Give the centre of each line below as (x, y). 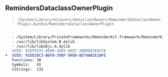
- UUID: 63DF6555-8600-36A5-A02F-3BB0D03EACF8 (56, 51)
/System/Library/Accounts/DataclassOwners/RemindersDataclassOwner (89, 19)
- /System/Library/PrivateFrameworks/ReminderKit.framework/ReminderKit (89, 37)
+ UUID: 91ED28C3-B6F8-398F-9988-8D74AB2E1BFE (56, 56)
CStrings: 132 (27, 69)
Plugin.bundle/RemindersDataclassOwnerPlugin (65, 24)
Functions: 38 (26, 60)
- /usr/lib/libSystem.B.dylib (43, 42)
